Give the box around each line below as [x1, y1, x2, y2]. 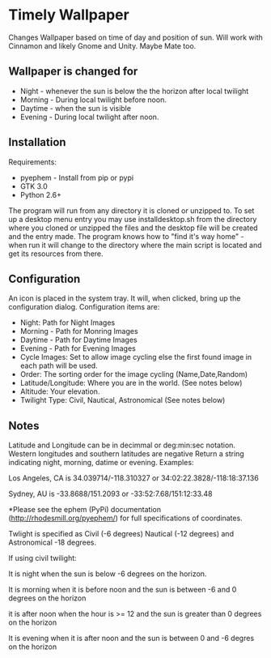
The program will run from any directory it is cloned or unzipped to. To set [8, 205, 255, 216]
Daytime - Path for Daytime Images [19, 335, 138, 345]
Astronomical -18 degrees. [8, 537, 97, 548]
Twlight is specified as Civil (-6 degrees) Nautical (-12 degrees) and [8, 529, 235, 539]
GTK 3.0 [19, 181, 49, 191]
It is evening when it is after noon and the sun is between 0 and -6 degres [8, 634, 255, 643]
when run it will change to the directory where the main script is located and [8, 240, 262, 250]
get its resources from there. [8, 249, 104, 258]
